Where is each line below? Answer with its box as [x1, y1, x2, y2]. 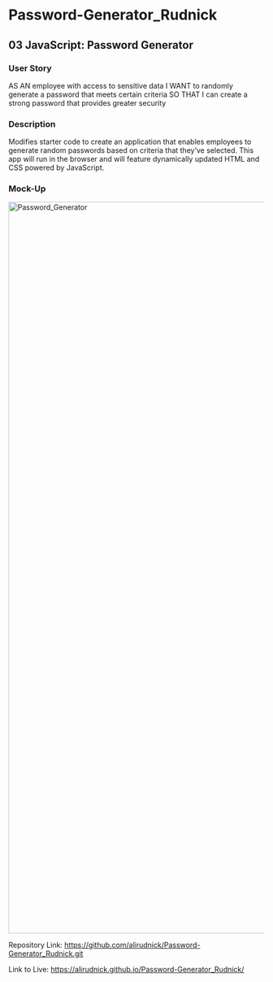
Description [8, 118, 56, 129]
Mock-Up [8, 183, 46, 194]
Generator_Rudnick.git [8, 949, 84, 958]
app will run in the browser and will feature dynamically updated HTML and [8, 154, 260, 164]
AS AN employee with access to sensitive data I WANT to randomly [8, 80, 234, 90]
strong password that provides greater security [8, 98, 167, 107]
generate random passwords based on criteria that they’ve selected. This [8, 146, 254, 155]
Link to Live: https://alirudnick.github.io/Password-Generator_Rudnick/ [8, 965, 245, 975]
